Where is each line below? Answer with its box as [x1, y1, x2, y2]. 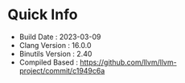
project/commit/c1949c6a [18, 65, 105, 75]
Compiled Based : [18, 57, 78, 67]
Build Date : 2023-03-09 [18, 32, 101, 41]
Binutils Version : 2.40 [18, 49, 92, 58]
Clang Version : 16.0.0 [18, 40, 92, 49]
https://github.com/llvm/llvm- [79, 57, 178, 67]
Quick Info [7, 6, 78, 24]
